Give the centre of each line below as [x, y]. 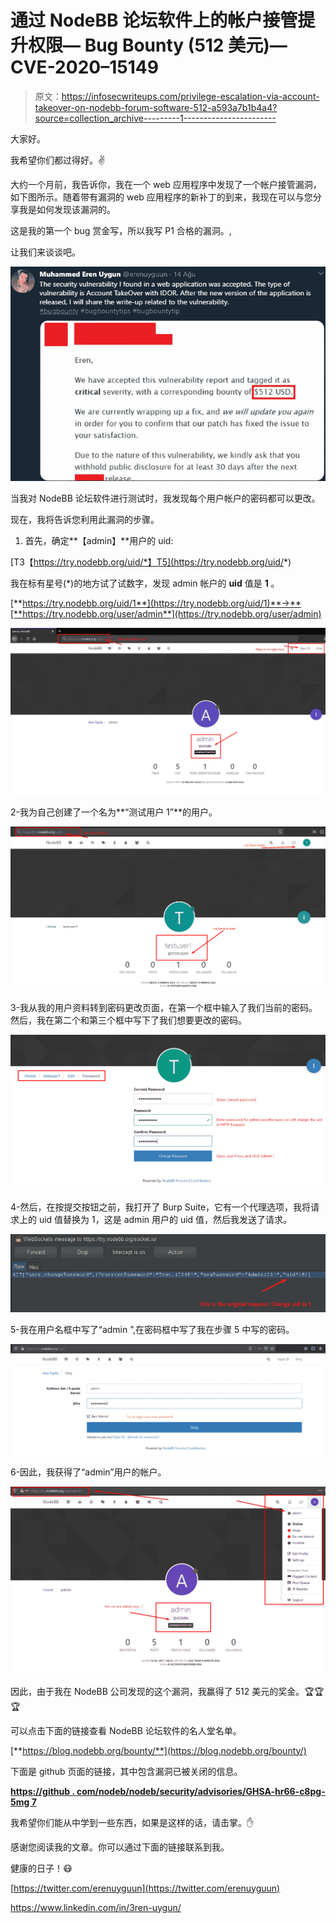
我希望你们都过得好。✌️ [58, 160]
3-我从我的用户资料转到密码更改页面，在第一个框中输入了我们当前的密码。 [164, 1007]
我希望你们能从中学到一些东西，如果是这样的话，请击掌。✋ [132, 1822]
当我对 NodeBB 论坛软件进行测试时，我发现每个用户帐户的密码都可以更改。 [165, 498]
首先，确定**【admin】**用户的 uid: [99, 540]
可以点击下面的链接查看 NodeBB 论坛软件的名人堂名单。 [126, 1730]
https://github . [42, 1791]
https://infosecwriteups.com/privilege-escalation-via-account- [190, 96]
